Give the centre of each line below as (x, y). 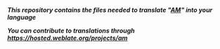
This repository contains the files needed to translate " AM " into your (110, 10)
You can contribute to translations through (71, 31)
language (22, 17)
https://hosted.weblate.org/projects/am (67, 38)
